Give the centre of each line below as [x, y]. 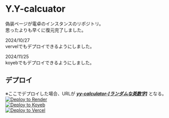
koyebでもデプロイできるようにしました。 [50, 62]
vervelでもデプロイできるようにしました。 [50, 46]
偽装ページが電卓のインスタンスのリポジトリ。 [55, 23]
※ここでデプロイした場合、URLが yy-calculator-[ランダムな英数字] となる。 [86, 93]
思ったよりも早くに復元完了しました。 [46, 30]
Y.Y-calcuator [35, 9]
